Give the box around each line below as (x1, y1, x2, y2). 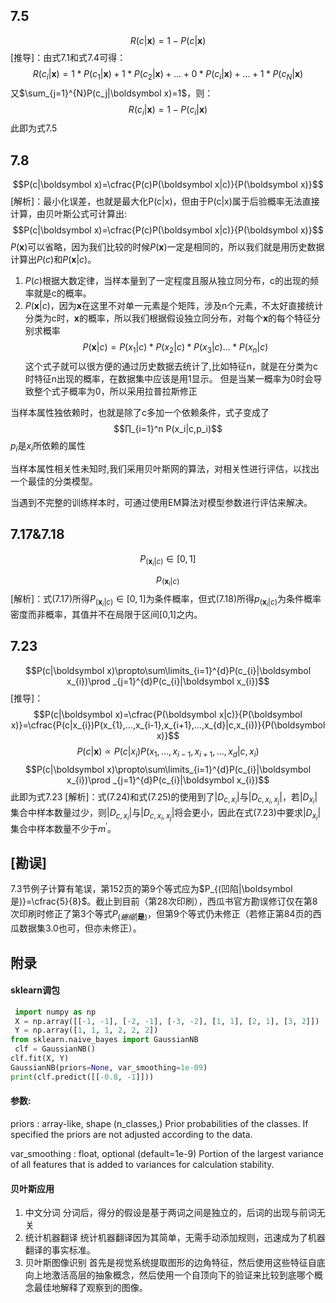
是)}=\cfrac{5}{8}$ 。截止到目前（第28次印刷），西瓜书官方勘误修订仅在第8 (10, 895, 318, 908)
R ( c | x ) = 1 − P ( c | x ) (129, 34, 207, 46)
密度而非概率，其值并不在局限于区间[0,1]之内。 (10, 609, 203, 620)
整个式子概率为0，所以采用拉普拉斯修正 (33, 385, 198, 398)
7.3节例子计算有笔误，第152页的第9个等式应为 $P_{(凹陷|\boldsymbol (10, 883, 293, 895)
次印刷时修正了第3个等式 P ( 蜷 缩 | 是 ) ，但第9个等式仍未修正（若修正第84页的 (10, 908, 313, 923)
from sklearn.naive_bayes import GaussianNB (10, 1035, 199, 1045)
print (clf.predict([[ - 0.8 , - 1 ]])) (10, 1072, 155, 1082)
